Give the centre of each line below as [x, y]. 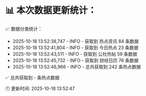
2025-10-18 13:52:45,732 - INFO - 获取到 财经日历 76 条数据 [76, 60]
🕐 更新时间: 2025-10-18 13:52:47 [40, 88]
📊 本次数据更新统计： [51, 10]
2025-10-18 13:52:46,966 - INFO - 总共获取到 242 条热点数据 [77, 66]
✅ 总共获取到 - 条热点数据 [33, 78]
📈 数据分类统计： [24, 29]
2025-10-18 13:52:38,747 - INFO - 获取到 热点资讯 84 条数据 [76, 41]
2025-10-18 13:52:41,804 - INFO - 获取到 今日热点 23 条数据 [76, 47]
